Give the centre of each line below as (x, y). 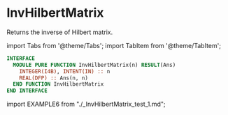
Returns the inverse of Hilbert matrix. (60, 32)
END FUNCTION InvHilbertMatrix (58, 84)
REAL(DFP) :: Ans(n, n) (54, 78)
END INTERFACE (27, 91)
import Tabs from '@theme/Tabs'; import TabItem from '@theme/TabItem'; (114, 45)
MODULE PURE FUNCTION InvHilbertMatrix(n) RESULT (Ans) (94, 65)
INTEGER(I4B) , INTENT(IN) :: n (65, 71)
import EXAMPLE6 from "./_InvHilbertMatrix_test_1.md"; (86, 104)
